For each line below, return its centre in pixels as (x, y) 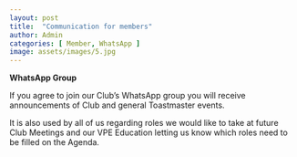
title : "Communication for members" (81, 26)
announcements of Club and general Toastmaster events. (117, 105)
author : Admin (36, 35)
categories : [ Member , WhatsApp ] (75, 43)
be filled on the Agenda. (55, 142)
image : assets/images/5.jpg (63, 52)
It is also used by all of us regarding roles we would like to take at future (144, 123)
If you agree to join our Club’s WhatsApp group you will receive (128, 96)
